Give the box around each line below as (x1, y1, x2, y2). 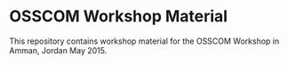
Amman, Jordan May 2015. (9, 45, 108, 55)
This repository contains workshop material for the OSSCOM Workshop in (9, 36, 280, 46)
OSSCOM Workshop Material (9, 6, 228, 27)
